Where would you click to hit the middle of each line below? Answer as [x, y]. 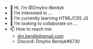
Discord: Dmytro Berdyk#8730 [48, 41]
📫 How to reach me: [31, 29]
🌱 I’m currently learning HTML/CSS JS [49, 18]
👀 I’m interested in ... [31, 13]
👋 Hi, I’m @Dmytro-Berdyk [37, 8]
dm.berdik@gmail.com [40, 36]
